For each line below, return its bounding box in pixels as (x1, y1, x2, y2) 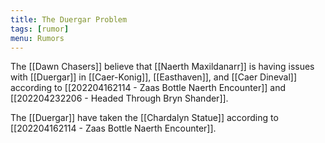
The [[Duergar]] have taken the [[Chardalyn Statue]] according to (10, 112, 279, 124)
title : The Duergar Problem (10, 14, 128, 25)
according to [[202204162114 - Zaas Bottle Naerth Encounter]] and (10, 82, 287, 94)
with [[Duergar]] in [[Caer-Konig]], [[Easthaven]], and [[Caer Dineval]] (10, 71, 298, 83)
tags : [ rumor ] (10, 24, 70, 34)
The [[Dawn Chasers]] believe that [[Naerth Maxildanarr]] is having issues (10, 61, 315, 73)
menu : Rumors (10, 33, 65, 43)
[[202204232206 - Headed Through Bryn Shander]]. (10, 92, 229, 105)
